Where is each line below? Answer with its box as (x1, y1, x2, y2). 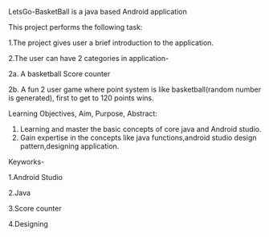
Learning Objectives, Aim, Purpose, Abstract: (8, 108, 158, 118)
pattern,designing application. (19, 141, 120, 151)
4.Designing (8, 219, 48, 228)
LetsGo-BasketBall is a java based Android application (8, 7, 187, 16)
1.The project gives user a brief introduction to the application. (8, 38, 214, 47)
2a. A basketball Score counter (8, 69, 111, 79)
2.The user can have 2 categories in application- (8, 54, 169, 63)
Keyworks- (8, 157, 45, 166)
